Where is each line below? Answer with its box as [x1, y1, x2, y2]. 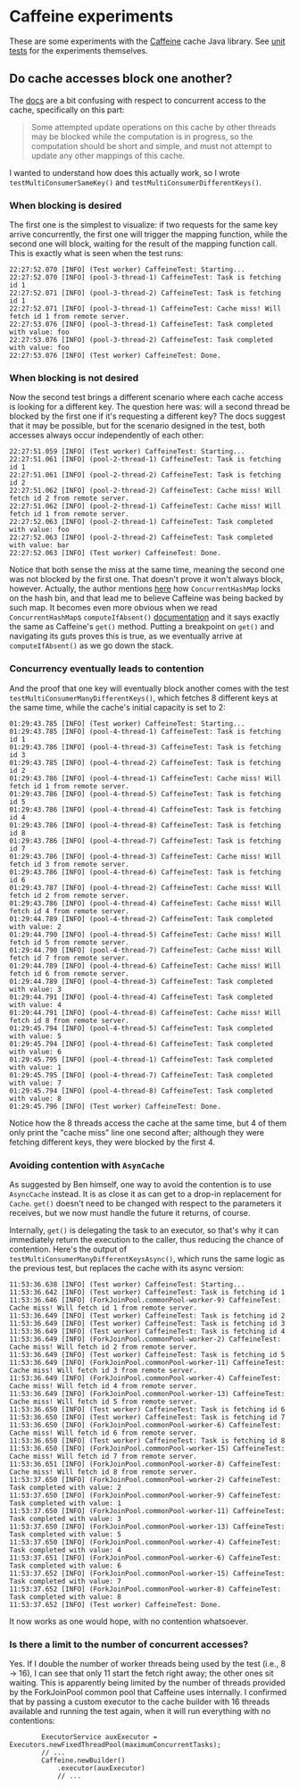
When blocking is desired [9, 199, 122, 212]
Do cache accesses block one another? [9, 71, 233, 87]
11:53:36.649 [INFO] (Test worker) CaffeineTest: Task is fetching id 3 [9, 1319, 286, 1327]
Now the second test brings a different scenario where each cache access [9, 392, 284, 403]
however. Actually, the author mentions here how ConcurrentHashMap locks [9, 583, 281, 595]
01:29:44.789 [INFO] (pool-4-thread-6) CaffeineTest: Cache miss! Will [9, 961, 281, 970]
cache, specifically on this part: [9, 104, 125, 115]
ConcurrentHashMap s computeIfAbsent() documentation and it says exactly [9, 612, 279, 622]
